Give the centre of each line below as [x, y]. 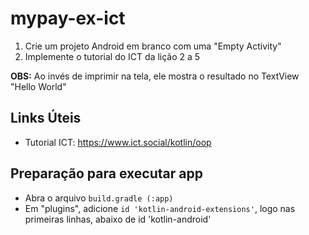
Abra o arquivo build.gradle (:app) [99, 198]
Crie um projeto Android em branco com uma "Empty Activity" [153, 46]
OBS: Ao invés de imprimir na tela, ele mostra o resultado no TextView [155, 76]
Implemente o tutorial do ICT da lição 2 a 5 [112, 56]
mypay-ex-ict [68, 18]
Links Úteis [46, 118]
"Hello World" [38, 86]
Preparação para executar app [106, 173]
